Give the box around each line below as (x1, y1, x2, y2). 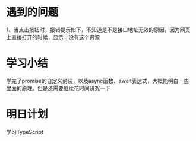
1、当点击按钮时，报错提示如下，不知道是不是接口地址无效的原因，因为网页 (6, 26, 191, 33)
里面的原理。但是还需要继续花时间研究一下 (6, 84, 110, 92)
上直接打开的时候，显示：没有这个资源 (6, 33, 100, 40)
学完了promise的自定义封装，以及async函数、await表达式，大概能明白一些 (6, 77, 189, 84)
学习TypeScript (6, 128, 43, 135)
